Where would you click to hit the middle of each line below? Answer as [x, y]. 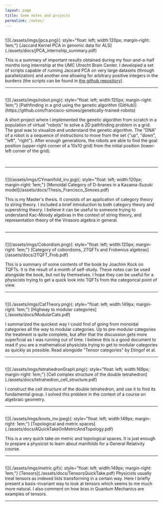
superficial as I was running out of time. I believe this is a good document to [81, 340]
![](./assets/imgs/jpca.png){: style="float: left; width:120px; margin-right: [78, 40]
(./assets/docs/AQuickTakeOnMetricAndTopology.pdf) [59, 429]
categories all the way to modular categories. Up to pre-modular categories [81, 329]
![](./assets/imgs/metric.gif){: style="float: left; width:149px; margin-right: [78, 468]
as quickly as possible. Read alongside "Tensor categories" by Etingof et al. [81, 350]
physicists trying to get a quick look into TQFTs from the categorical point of [81, 280]
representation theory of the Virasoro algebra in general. [61, 220]
